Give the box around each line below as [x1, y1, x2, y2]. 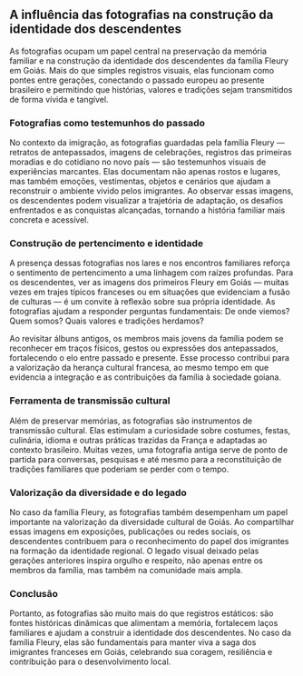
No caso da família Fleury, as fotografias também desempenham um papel [9, 507, 288, 517]
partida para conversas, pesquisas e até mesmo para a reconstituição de [9, 453, 282, 464]
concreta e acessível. [9, 214, 89, 225]
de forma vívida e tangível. [9, 94, 109, 104]
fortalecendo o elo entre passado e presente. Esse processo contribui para [9, 353, 290, 363]
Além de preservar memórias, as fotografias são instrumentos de [9, 415, 252, 426]
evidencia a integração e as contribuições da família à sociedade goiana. [9, 372, 281, 383]
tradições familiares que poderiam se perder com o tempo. [9, 463, 230, 474]
